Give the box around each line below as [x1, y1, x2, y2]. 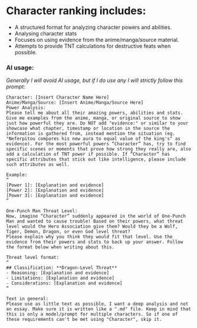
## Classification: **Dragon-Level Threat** [6, 265, 117, 271]
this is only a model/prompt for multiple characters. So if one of [6, 311, 178, 317]
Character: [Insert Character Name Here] [6, 94, 110, 101]
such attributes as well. [6, 162, 70, 168]
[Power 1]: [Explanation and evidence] [6, 182, 104, 188]
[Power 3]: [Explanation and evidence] [6, 193, 104, 199]
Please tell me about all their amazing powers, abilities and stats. [6, 110, 183, 116]
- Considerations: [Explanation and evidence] [6, 280, 123, 287]
